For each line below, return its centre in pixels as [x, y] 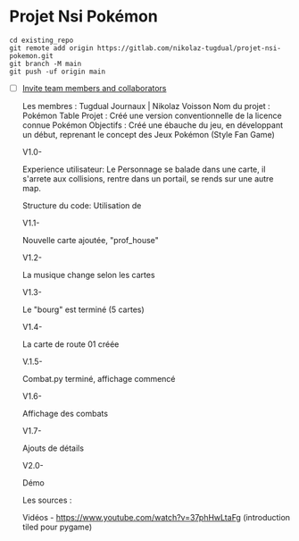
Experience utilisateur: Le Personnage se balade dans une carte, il [144, 169]
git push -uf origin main [57, 72]
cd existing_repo [42, 40]
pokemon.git [31, 55]
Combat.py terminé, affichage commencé [99, 379]
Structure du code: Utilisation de [82, 206]
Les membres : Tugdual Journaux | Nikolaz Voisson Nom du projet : [146, 106]
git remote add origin [51, 48]
